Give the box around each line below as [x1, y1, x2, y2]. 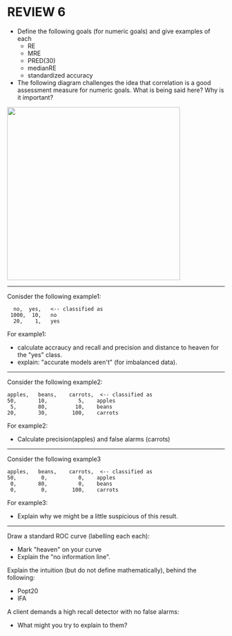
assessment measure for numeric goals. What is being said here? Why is [17, 86, 224, 94]
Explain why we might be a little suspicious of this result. [17, 511, 178, 520]
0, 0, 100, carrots [10, 486, 119, 493]
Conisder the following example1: [7, 292, 101, 300]
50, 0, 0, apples [7, 474, 116, 481]
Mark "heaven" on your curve [17, 545, 102, 554]
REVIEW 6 [7, 4, 66, 20]
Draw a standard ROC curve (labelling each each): [7, 531, 150, 540]
